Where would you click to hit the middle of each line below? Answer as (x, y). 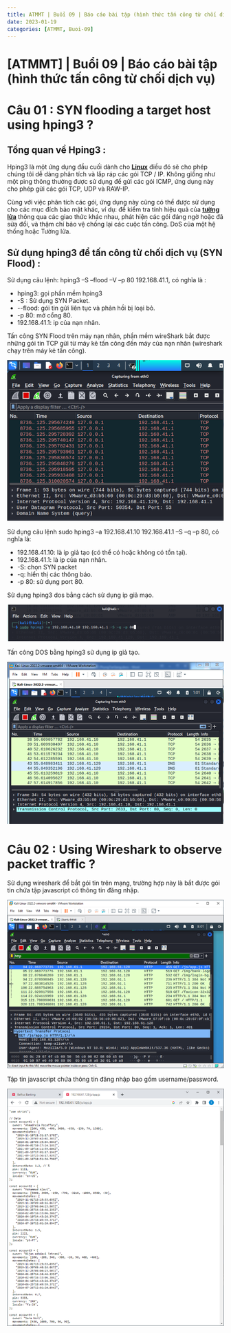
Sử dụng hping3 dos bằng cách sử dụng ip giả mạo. (80, 595)
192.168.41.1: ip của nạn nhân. (59, 323)
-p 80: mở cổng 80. (45, 315)
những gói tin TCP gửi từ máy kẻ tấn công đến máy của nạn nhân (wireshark (115, 344)
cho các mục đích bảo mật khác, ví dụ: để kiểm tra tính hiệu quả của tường (113, 209)
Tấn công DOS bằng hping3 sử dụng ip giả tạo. (74, 652)
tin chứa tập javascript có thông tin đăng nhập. (73, 890)
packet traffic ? (52, 864)
